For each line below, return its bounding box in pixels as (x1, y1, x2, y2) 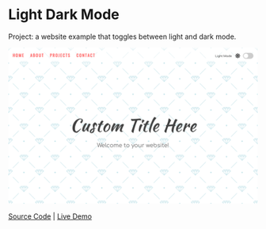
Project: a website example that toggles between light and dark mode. (8, 32, 237, 41)
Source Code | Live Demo (8, 212, 93, 221)
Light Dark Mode (8, 6, 120, 24)
